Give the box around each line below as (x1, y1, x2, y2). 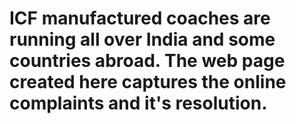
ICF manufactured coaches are (9, 7, 271, 30)
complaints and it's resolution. (9, 92, 268, 115)
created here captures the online (9, 71, 287, 94)
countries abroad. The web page (9, 50, 286, 72)
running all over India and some (9, 28, 276, 51)
